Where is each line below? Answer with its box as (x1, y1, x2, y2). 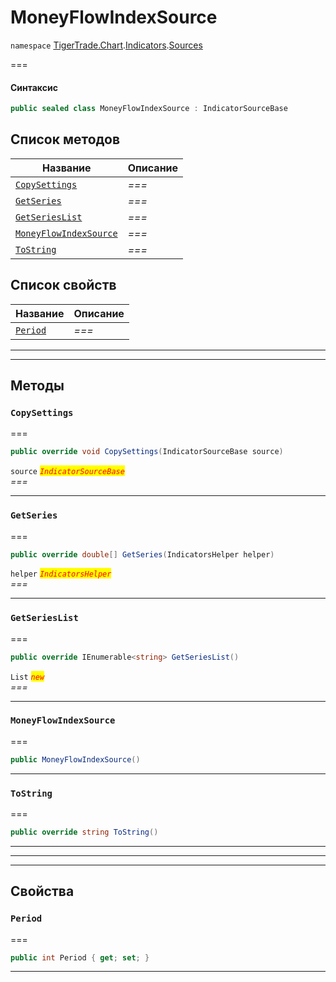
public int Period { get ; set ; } (10, 952, 150, 963)
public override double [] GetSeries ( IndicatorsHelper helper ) (10, 549, 275, 560)
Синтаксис (10, 81, 58, 93)
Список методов (10, 131, 121, 148)
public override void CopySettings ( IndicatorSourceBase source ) (10, 447, 284, 457)
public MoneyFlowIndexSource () (10, 754, 141, 765)
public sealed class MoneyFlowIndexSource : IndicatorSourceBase (10, 104, 288, 114)
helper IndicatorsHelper (10, 569, 112, 580)
